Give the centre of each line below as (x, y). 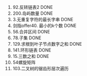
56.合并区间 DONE (31, 32)
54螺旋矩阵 (24, 62)
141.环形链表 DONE (32, 50)
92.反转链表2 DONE (33, 7)
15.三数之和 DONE (31, 56)
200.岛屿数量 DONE (33, 13)
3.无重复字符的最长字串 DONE (43, 19)
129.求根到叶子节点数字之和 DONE (47, 44)
